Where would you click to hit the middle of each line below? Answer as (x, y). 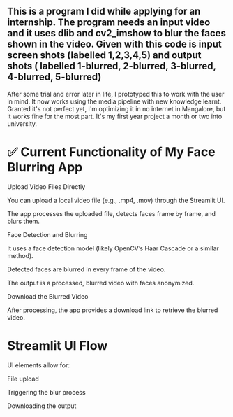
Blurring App (45, 167)
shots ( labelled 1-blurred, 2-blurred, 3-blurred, (112, 66)
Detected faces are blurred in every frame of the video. (87, 269)
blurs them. (24, 221)
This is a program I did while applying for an (104, 12)
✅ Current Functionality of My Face (112, 152)
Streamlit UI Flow (58, 345)
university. (22, 123)
